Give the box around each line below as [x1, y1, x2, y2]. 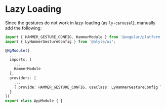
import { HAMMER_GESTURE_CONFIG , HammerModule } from [5, 35, 119, 39]
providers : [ [9, 75, 37, 80]
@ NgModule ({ [5, 48, 30, 53]
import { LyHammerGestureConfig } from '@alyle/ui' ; [5, 39, 116, 44]
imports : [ [9, 57, 32, 62]
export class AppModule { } [5, 99, 63, 104]
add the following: [5, 25, 42, 31]
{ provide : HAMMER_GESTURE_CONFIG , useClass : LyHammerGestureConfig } [14, 85, 163, 90]
